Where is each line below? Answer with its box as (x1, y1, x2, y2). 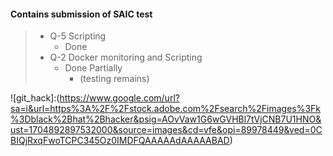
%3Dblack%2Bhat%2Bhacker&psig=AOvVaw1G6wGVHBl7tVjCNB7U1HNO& (10, 113, 322, 125)
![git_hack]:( (10, 92, 60, 104)
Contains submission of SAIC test (10, 8, 153, 20)
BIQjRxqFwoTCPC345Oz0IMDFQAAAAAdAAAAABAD (10, 135, 230, 147)
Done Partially (64, 62, 123, 74)
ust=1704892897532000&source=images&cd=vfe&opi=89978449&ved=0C (10, 124, 323, 136)
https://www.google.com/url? (59, 92, 180, 104)
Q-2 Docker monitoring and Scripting (49, 51, 203, 64)
